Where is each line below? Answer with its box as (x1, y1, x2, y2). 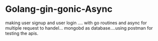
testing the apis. (5, 30, 39, 36)
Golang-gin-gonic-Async (5, 3, 113, 15)
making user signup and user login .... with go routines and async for (5, 20, 147, 26)
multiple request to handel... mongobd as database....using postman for (5, 25, 153, 31)
